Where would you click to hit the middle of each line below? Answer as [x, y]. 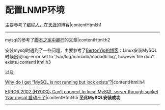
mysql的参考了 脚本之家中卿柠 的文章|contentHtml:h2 [58, 39]
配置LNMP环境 [35, 10]
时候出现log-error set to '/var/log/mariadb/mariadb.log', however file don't [80, 56]
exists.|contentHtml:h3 [28, 62]
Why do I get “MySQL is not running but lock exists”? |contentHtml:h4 [75, 82]
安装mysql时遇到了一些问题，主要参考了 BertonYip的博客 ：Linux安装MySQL [81, 50]
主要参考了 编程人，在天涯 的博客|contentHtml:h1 [53, 25]
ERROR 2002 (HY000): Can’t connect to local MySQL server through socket [82, 91]
